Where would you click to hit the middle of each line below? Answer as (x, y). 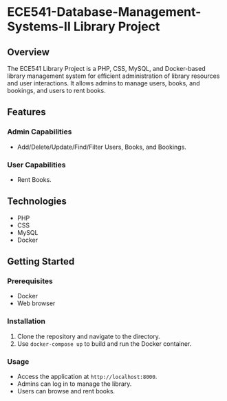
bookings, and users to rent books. (56, 91)
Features (26, 112)
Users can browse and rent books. (66, 391)
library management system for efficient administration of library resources (113, 76)
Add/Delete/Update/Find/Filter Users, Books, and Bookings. (102, 147)
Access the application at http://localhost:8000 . (87, 377)
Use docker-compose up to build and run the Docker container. (104, 343)
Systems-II (39, 27)
